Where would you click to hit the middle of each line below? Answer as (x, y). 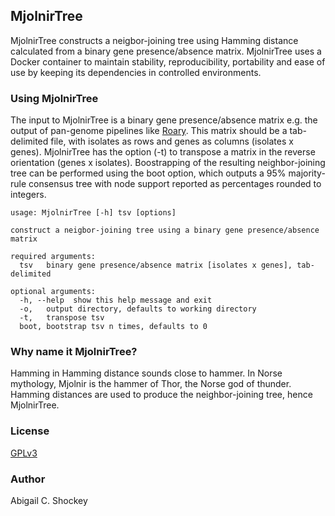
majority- (307, 173)
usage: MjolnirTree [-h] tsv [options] (93, 213)
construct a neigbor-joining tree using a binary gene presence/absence (165, 230)
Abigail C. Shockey (49, 500)
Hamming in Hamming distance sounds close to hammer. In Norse (146, 373)
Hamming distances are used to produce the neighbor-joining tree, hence (161, 395)
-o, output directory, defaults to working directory (138, 309)
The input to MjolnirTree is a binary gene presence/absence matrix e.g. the (164, 120)
